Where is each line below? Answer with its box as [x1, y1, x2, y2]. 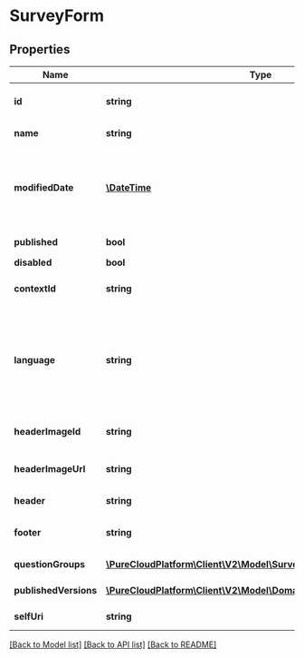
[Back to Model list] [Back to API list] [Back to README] [9, 639, 217, 650]
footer [14, 526, 42, 538]
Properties [9, 42, 71, 57]
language [14, 354, 56, 366]
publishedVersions [14, 584, 98, 596]
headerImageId [14, 426, 81, 437]
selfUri [14, 610, 43, 623]
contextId [14, 282, 57, 295]
